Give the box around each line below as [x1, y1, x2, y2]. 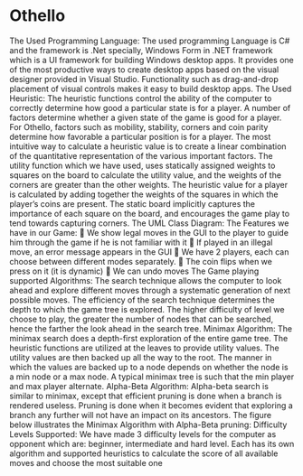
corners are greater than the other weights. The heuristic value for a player [9, 179, 288, 190]
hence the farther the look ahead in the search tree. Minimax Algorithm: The [9, 322, 292, 334]
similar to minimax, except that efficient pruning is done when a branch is [9, 390, 282, 401]
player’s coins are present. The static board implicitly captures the [9, 198, 256, 209]
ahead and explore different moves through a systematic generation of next [9, 285, 291, 295]
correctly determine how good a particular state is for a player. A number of [9, 102, 291, 113]
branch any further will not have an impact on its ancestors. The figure [9, 409, 272, 420]
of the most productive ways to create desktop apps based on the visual [9, 64, 279, 75]
